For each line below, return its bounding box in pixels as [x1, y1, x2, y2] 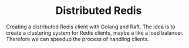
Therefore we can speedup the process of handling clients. [6, 35, 150, 42]
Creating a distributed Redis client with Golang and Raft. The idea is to [6, 23, 176, 30]
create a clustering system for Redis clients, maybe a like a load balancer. [6, 29, 184, 36]
